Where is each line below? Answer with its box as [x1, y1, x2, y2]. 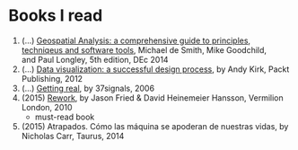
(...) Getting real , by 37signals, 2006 [21, 83, 154, 93]
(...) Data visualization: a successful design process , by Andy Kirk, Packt [21, 64, 290, 75]
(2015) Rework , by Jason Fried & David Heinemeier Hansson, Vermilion [21, 92, 284, 103]
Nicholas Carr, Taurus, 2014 [21, 130, 125, 141]
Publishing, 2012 [21, 73, 83, 84]
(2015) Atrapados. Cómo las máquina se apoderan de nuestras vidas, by [21, 120, 289, 131]
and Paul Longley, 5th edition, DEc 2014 [21, 54, 169, 65]
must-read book [34, 111, 95, 122]
